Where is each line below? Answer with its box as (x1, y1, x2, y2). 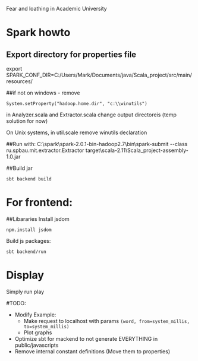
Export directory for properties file (6, 49, 137, 59)
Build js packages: (6, 237, 51, 244)
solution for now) (6, 118, 48, 124)
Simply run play (6, 288, 45, 295)
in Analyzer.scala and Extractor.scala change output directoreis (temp (6, 111, 177, 118)
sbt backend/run (6, 249, 46, 255)
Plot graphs (23, 329, 52, 336)
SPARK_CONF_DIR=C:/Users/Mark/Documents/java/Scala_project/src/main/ (6, 71, 192, 78)
